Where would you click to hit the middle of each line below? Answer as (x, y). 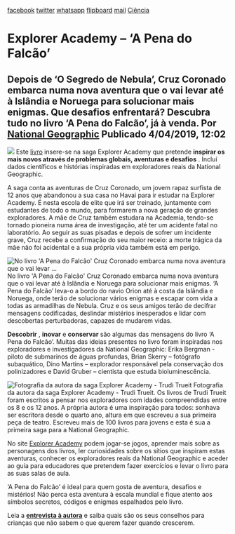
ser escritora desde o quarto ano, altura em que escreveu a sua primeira (112, 415)
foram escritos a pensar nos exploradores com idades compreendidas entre (117, 400)
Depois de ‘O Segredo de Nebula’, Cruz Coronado (117, 79)
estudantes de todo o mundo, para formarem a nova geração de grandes (113, 210)
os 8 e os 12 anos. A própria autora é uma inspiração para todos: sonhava (114, 407)
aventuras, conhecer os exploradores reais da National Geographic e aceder (118, 458)
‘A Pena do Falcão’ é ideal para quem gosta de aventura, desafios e (105, 487)
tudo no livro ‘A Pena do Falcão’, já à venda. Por (112, 123)
